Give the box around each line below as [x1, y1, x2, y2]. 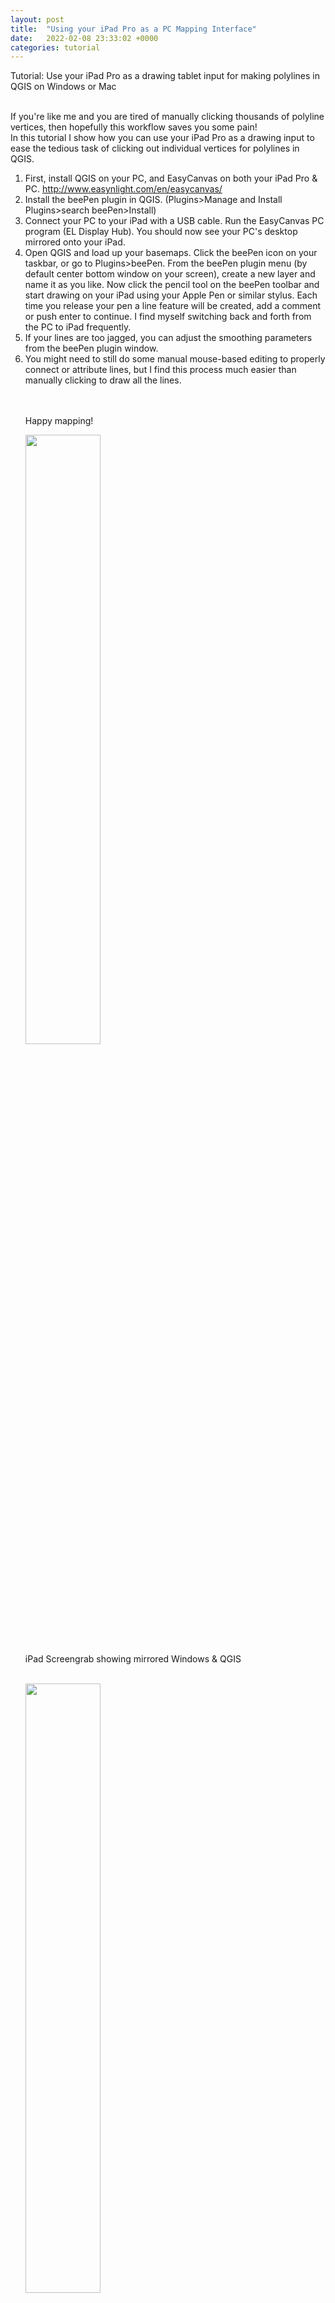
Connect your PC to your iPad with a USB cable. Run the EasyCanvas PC [24, 215, 325, 227]
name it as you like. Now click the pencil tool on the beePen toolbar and [24, 279, 320, 291]
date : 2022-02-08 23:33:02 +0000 [10, 33, 159, 43]
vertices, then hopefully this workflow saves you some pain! [10, 121, 258, 133]
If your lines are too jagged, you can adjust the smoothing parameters [24, 332, 313, 344]
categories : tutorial [10, 42, 101, 53]
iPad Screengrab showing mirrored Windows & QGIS [24, 1653, 242, 1665]
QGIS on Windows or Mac [10, 81, 117, 93]
